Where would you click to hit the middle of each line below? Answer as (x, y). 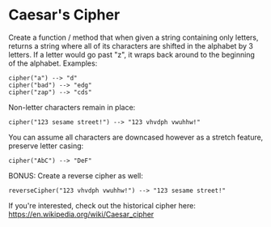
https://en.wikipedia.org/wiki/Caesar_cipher (81, 214)
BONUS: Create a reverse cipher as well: (76, 175)
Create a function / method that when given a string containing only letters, (133, 37)
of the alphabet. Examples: (53, 63)
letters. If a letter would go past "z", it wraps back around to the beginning (131, 54)
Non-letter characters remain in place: (72, 107)
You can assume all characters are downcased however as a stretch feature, (136, 137)
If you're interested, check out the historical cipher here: (102, 205)
